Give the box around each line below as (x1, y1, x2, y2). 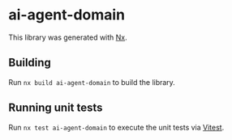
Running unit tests (8, 101, 103, 115)
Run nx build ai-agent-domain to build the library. (8, 77, 176, 87)
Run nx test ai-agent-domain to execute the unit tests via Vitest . (8, 122, 225, 132)
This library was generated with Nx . (8, 32, 127, 42)
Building (8, 56, 51, 70)
